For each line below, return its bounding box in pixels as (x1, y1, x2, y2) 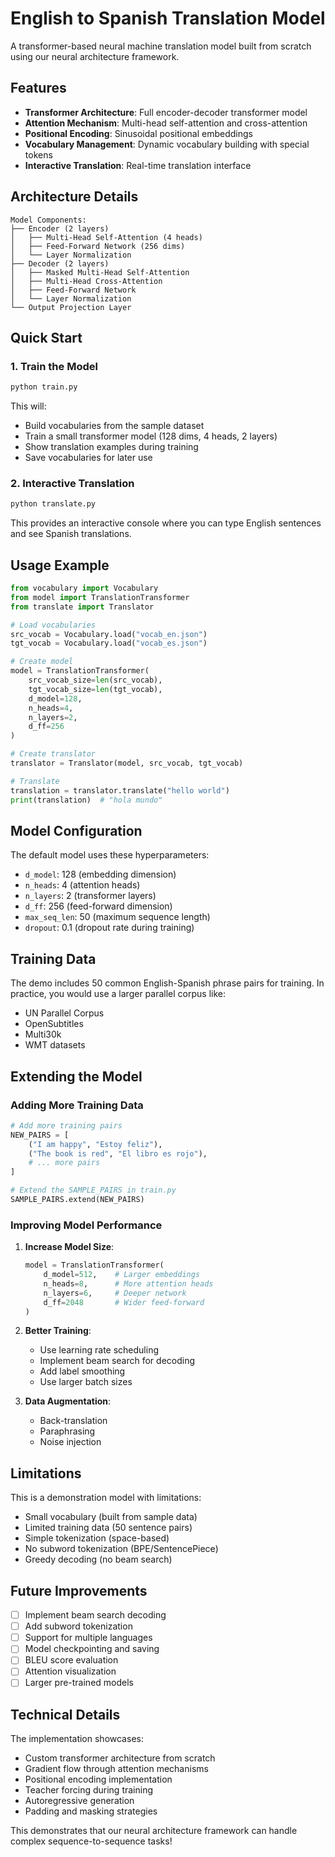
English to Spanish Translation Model (10, 7, 326, 30)
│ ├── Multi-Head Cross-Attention (10, 276, 163, 286)
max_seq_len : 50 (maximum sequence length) (24, 911, 211, 923)
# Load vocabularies (10, 620, 97, 630)
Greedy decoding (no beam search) (24, 1553, 173, 1566)
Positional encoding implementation (24, 1773, 173, 1786)
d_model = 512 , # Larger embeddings (43, 1270, 201, 1280)
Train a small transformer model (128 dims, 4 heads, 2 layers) (24, 430, 278, 442)
